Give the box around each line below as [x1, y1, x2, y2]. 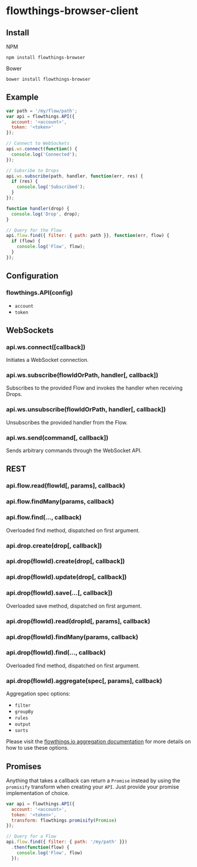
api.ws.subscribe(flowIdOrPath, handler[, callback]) [6, 371, 159, 380]
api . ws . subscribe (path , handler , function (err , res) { [6, 173, 143, 179]
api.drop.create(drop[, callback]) [6, 541, 102, 549]
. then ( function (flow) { [11, 845, 69, 850]
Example [6, 93, 39, 103]
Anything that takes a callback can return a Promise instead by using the [6, 777, 181, 784]
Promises [6, 761, 42, 772]
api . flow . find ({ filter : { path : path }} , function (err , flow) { [6, 233, 170, 239]
